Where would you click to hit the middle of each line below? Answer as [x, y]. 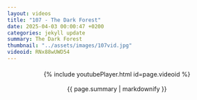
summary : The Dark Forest [45, 39]
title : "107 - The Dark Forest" [54, 20]
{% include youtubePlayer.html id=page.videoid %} [117, 74]
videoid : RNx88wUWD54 [39, 52]
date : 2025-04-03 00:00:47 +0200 [56, 26]
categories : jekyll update [46, 33]
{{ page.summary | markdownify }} [117, 89]
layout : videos [29, 13]
